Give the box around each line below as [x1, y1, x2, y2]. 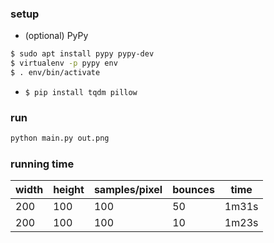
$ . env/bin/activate [10, 68, 101, 78]
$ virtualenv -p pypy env [10, 58, 118, 69]
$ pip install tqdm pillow [24, 87, 138, 97]
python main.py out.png [10, 133, 110, 144]
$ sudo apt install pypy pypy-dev [10, 49, 155, 59]
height [53, 183, 85, 197]
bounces [172, 183, 215, 197]
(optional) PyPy [24, 30, 89, 42]
